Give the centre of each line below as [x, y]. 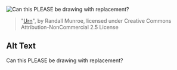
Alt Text [21, 46]
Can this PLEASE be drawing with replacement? [65, 60]
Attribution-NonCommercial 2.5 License [70, 27]
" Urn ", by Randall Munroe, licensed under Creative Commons [96, 21]
